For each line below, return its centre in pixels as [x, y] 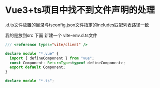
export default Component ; [38, 67]
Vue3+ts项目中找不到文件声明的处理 [80, 10]
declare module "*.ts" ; [30, 81]
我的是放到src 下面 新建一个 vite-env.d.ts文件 [51, 35]
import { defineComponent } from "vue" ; [52, 58]
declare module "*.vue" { [32, 53]
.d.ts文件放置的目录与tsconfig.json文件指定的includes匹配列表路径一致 [77, 25]
